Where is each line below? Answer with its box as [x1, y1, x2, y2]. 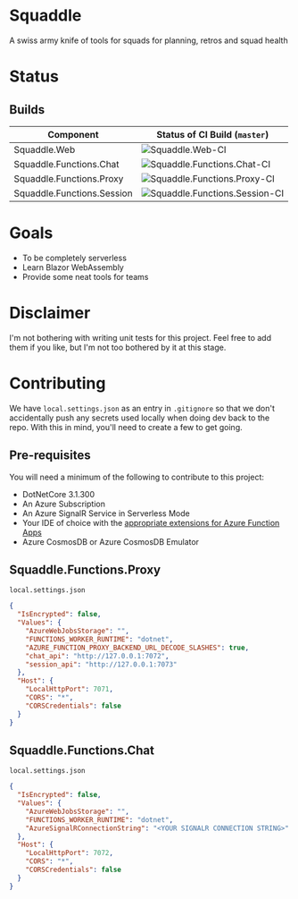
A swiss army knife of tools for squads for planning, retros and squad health [9, 35, 288, 46]
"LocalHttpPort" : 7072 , [25, 849, 114, 858]
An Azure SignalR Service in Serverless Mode [21, 507, 190, 519]
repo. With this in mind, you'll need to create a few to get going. [9, 421, 243, 432]
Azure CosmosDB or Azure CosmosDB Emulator [21, 536, 199, 547]
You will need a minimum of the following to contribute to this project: [9, 471, 265, 482]
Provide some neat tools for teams [21, 271, 149, 282]
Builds [9, 102, 46, 117]
